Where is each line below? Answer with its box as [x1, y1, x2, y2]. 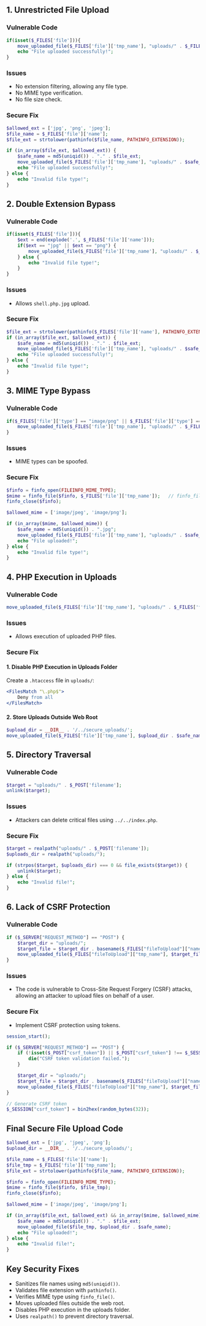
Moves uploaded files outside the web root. [15, 1299, 125, 1306]
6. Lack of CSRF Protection [6, 902, 110, 912]
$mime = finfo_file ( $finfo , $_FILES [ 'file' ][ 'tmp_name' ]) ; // [6, 493, 174, 499]
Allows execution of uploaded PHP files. [15, 633, 116, 640]
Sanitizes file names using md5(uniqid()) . [15, 1279, 121, 1287]
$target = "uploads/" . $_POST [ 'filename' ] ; [6, 782, 122, 788]
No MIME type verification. [15, 89, 83, 97]
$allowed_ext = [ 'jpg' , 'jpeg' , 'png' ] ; [6, 1139, 112, 1146]
